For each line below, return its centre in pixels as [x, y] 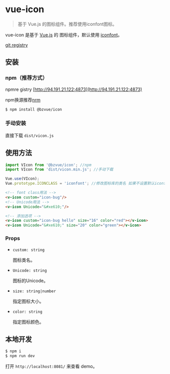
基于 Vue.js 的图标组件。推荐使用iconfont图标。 [67, 24]
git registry [16, 45]
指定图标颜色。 [28, 322]
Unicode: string [30, 270]
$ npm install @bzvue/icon [34, 109]
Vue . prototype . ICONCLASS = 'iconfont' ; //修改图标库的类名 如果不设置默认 [80, 184]
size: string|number [34, 291]
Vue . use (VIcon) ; [22, 179]
